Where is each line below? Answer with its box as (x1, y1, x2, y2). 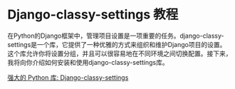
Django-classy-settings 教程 (7, 6, 179, 23)
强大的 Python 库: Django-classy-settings (7, 73, 129, 82)
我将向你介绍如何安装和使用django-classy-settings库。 (7, 58, 169, 66)
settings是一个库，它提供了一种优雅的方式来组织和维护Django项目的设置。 (7, 40, 226, 48)
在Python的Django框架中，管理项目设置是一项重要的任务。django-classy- (7, 31, 224, 40)
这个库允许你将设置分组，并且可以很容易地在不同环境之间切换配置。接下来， (7, 49, 232, 58)
